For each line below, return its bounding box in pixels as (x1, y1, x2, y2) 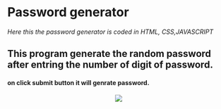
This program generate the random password (7, 48, 212, 60)
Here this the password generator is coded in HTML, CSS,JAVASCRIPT (7, 27, 214, 36)
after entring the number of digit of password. (7, 59, 213, 71)
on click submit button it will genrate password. (7, 78, 150, 86)
